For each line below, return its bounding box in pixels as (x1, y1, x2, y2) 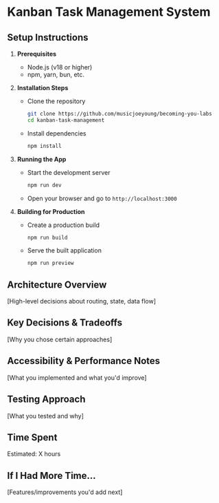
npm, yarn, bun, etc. (27, 70, 84, 78)
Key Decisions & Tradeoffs (7, 317, 123, 329)
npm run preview (27, 259, 74, 267)
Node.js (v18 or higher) (27, 63, 93, 71)
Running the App (16, 155, 67, 163)
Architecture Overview (7, 279, 107, 290)
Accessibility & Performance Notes (7, 355, 161, 367)
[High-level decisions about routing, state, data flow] (7, 297, 157, 306)
